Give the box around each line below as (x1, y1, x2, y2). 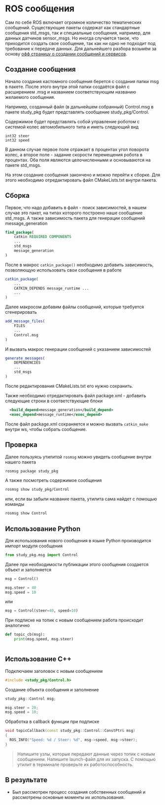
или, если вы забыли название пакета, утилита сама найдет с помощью (5, 496, 157, 502)
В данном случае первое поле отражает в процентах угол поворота (5, 146, 149, 152)
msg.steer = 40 (5, 585, 36, 590)
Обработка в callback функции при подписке (5, 718, 99, 725)
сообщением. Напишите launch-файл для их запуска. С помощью (17, 756, 156, 762)
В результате (5, 776, 48, 784)
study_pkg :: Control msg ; (5, 696, 56, 701)
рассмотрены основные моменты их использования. (12, 794, 125, 800)
